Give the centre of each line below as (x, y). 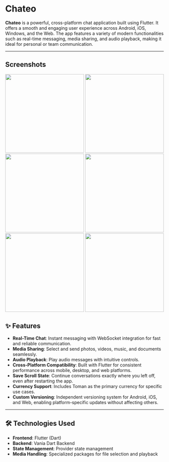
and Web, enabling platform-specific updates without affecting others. (85, 402)
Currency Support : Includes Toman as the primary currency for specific (87, 386)
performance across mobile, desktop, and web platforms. (72, 370)
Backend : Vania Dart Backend (44, 443)
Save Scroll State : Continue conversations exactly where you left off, (84, 375)
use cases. (24, 392)
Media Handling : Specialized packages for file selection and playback (85, 454)
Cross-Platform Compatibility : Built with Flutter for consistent (77, 365)
